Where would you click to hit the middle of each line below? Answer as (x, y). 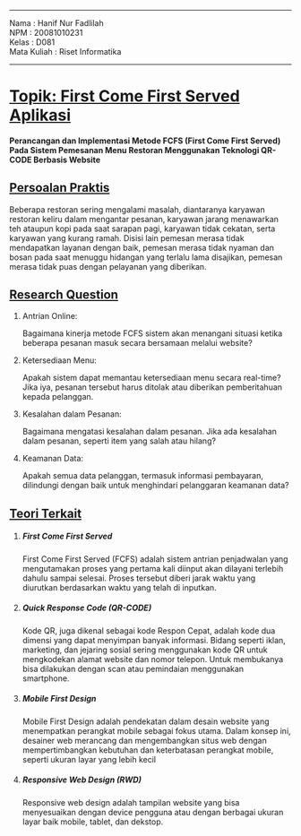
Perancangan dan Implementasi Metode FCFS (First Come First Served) (145, 141)
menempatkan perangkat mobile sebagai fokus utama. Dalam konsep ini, (156, 730)
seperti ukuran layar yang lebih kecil (89, 759)
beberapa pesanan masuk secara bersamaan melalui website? (137, 343)
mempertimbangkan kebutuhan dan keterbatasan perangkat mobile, (148, 750)
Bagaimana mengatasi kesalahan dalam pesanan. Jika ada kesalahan (150, 432)
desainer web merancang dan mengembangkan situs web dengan (144, 740)
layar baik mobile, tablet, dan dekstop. (93, 822)
